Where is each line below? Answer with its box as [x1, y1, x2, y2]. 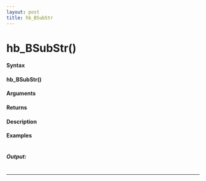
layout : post [6, 9, 40, 15]
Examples [6, 132, 32, 139]
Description [6, 118, 37, 125]
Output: [6, 153, 27, 160]
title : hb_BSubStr [6, 15, 53, 21]
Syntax [6, 62, 25, 69]
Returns [6, 104, 28, 111]
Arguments [6, 90, 36, 97]
